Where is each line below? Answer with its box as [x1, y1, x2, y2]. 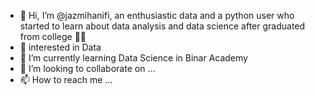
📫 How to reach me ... [19, 74, 113, 85]
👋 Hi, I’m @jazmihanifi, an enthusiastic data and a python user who [19, 10, 295, 21]
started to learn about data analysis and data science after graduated [19, 20, 306, 32]
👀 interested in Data [19, 41, 102, 53]
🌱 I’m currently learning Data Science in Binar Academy [19, 52, 248, 64]
